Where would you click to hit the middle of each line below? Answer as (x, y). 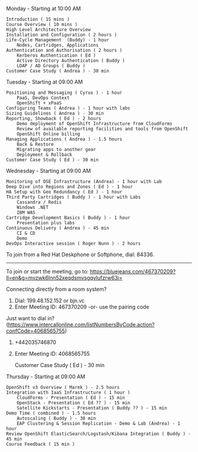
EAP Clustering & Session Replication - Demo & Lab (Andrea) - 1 (99, 424)
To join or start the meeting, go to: (47, 271)
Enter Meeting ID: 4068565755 (52, 354)
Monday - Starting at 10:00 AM (44, 9)
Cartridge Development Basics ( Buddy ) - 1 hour (68, 218)
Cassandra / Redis (39, 202)
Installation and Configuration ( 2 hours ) (62, 35)
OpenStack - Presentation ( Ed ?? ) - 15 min (74, 403)
